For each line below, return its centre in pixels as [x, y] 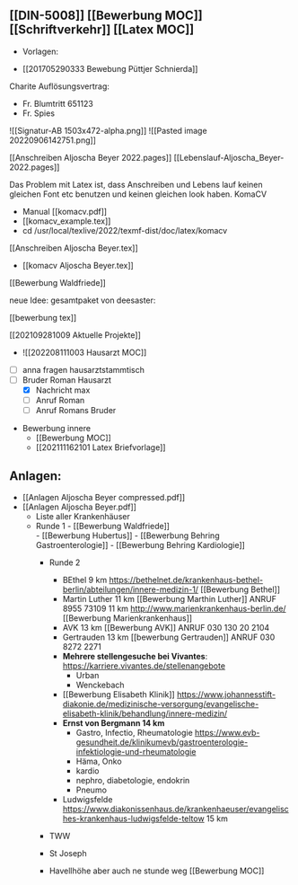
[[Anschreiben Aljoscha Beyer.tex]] [74, 248]
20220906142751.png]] [53, 140]
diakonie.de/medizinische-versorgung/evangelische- [161, 704]
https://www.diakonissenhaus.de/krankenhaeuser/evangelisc [175, 809]
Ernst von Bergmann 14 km [114, 722]
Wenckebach [100, 685]
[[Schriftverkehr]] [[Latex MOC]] [102, 30]
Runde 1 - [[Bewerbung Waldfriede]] [103, 526]
